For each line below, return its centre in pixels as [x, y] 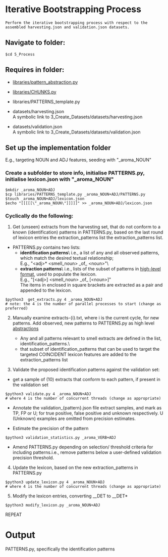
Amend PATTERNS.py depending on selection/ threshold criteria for [83, 447]
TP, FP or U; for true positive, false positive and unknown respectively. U [88, 413]
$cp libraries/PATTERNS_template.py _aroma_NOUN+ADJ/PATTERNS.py [75, 194]
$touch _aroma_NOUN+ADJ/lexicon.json [45, 199]
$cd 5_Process [20, 54]
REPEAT [14, 515]
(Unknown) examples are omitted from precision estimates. [74, 419]
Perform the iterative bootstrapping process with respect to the [76, 23]
